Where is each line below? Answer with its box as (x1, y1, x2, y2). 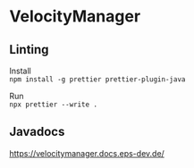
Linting (9, 42, 49, 57)
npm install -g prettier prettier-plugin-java (9, 75, 186, 84)
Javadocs (9, 124, 65, 139)
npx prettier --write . (9, 100, 98, 109)
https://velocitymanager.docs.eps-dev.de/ (9, 147, 165, 158)
